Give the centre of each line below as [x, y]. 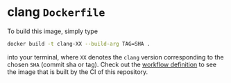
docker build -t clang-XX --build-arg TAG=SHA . [79, 44]
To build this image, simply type [53, 31]
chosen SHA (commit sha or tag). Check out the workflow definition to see [112, 64]
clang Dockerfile [56, 12]
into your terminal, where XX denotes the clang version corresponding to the [115, 57]
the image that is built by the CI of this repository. [78, 72]
